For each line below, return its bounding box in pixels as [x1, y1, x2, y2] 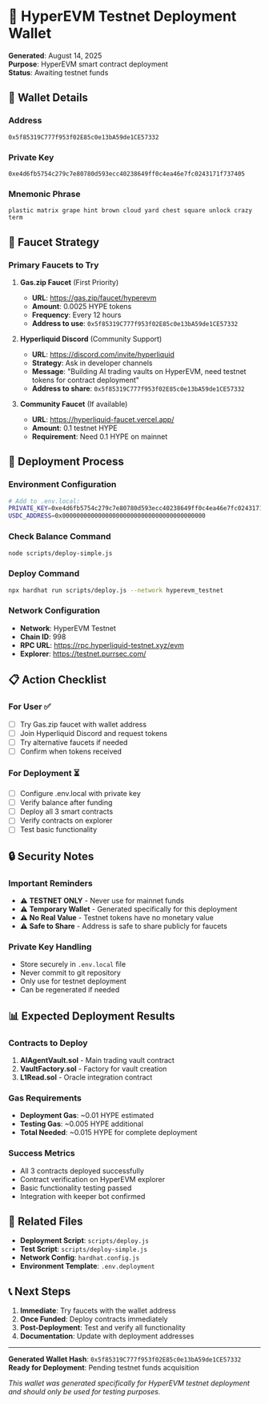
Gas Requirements [8, 1092, 82, 1104]
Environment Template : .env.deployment [19, 1261, 155, 1271]
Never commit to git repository [19, 968, 122, 978]
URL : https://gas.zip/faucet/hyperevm [31, 292, 157, 303]
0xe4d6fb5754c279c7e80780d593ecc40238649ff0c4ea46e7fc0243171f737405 [8, 170, 246, 178]
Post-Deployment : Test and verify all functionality [19, 1323, 186, 1333]
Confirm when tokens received [19, 746, 122, 756]
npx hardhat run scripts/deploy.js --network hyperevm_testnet [8, 586, 224, 594]
